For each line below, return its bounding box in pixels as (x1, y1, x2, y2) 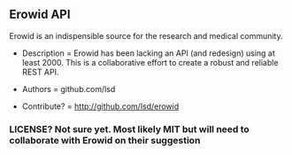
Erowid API (9, 7, 71, 22)
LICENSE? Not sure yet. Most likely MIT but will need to (9, 123, 250, 136)
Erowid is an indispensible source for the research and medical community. (9, 30, 283, 41)
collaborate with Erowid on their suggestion (9, 134, 201, 146)
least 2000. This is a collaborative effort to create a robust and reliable (21, 57, 279, 67)
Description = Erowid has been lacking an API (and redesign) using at (21, 48, 276, 58)
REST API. (21, 66, 59, 77)
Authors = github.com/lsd (21, 83, 116, 94)
